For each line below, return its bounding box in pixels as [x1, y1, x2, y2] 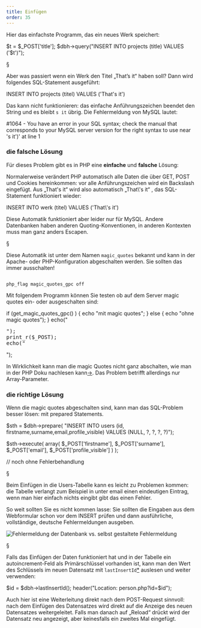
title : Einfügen [6, 8, 47, 15]
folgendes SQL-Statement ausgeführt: [6, 79, 100, 86]
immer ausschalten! [6, 264, 55, 271]
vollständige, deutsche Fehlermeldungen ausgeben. [6, 519, 135, 526]
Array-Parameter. [6, 375, 49, 382]
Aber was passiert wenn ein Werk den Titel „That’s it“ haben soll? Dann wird [6, 72, 193, 79]
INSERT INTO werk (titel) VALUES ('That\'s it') [6, 204, 119, 211]
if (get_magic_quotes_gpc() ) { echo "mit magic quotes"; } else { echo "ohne [6, 309, 194, 317]
